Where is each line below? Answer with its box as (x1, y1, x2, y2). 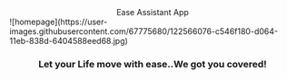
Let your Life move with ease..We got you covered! (37, 57, 268, 70)
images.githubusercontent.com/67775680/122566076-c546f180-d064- (9, 26, 279, 37)
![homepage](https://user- (9, 16, 108, 27)
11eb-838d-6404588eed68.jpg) (9, 36, 129, 46)
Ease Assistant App (116, 7, 189, 17)
